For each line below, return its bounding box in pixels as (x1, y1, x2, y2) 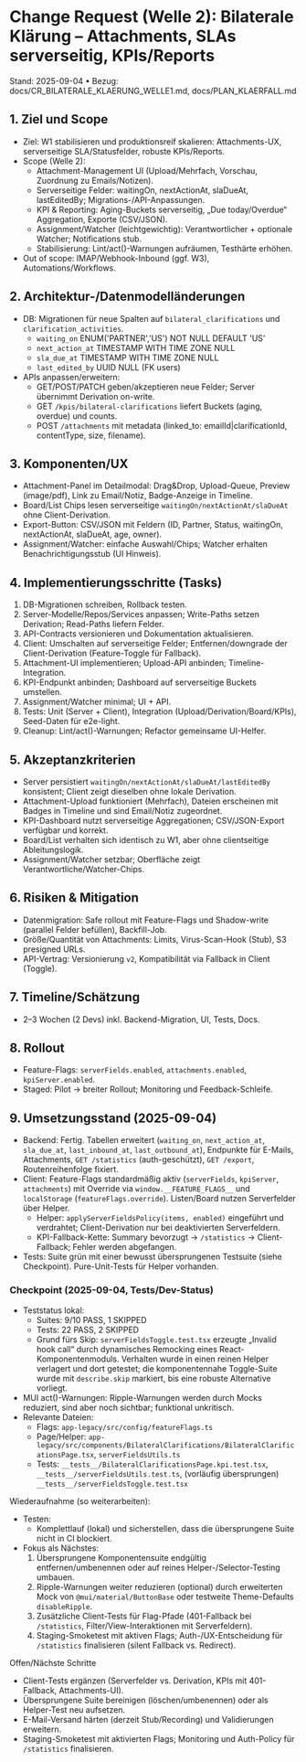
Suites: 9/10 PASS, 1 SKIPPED (36, 1314, 148, 1325)
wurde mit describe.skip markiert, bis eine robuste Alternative (36, 1372, 271, 1383)
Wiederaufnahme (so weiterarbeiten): (9, 1495, 151, 1506)
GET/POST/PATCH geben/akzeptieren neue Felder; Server (36, 381, 256, 392)
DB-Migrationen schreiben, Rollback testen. (22, 599, 187, 610)
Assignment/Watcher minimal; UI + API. (22, 697, 172, 708)
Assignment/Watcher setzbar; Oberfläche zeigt (22, 854, 201, 865)
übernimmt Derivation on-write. (36, 390, 155, 401)
